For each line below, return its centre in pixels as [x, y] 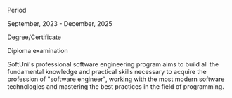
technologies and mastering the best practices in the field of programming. [116, 86]
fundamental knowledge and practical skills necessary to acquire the [107, 72]
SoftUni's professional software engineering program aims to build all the [113, 64]
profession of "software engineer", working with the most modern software [116, 79]
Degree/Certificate [34, 37]
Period [17, 10]
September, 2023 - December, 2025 [60, 23]
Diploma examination [38, 51]
